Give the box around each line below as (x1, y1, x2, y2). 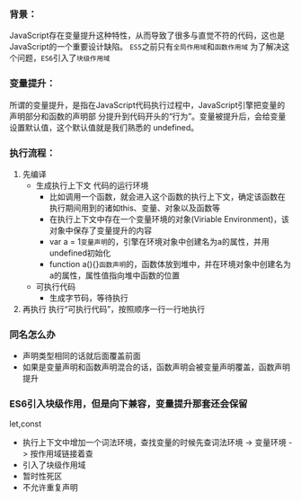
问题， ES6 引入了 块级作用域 (16, 52, 111, 64)
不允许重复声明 (22, 482, 78, 493)
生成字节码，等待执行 (49, 292, 128, 303)
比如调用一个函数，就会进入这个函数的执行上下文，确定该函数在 (49, 191, 286, 201)
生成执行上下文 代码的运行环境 (35, 180, 149, 191)
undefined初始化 (49, 247, 111, 258)
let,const (9, 418, 42, 429)
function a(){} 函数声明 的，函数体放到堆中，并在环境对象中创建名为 (49, 258, 292, 269)
